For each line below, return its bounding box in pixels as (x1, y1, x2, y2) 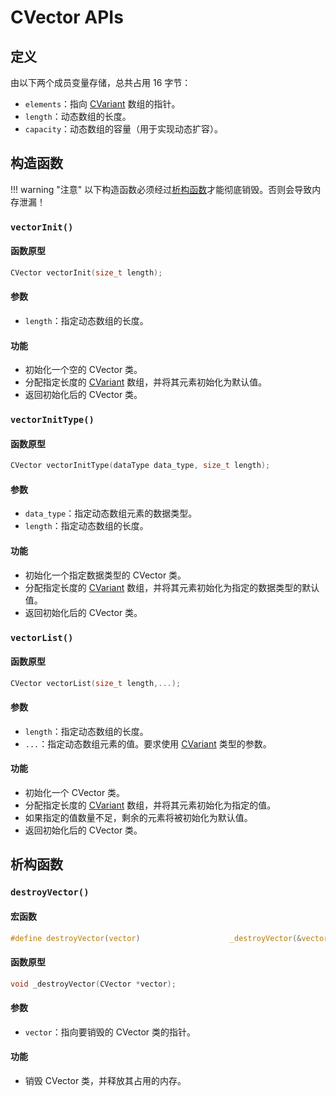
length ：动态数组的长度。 (24, 111, 132, 122)
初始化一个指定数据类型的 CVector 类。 (24, 569, 187, 581)
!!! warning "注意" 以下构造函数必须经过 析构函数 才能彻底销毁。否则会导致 (10, 183, 313, 195)
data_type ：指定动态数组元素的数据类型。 (24, 507, 198, 520)
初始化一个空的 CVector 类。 (24, 364, 143, 376)
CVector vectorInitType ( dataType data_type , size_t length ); (10, 461, 271, 471)
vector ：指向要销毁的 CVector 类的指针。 (24, 1026, 197, 1038)
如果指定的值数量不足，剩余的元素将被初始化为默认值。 (24, 812, 253, 824)
